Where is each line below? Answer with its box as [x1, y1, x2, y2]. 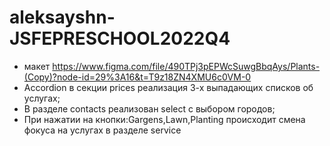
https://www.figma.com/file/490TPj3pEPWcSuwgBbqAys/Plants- [52, 60, 321, 72]
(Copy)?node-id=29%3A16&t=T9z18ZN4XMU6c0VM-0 [23, 71, 252, 83]
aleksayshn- [9, 6, 116, 29]
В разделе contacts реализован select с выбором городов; [23, 102, 276, 115]
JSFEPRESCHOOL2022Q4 [9, 27, 231, 50]
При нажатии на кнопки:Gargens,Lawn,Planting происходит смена [23, 113, 306, 125]
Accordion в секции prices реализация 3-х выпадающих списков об [23, 81, 314, 93]
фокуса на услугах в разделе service [23, 124, 182, 136]
